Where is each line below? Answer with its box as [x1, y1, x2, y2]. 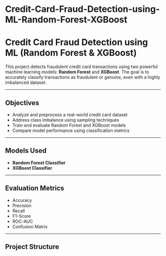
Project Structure [5, 242, 59, 251]
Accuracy [12, 197, 32, 203]
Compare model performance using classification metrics [12, 128, 130, 133]
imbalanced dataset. [5, 79, 47, 85]
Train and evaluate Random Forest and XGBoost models [12, 122, 126, 128]
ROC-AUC [12, 218, 33, 224]
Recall [12, 207, 25, 214]
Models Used [5, 146, 47, 155]
